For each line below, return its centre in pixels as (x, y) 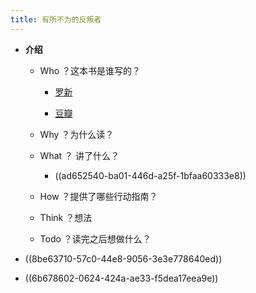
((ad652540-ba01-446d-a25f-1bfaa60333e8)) (150, 175)
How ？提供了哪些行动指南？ (98, 196)
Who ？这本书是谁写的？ (90, 70)
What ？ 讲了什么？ (79, 155)
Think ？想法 (66, 217)
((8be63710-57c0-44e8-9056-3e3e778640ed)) (123, 258)
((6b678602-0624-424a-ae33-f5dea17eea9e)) (121, 278)
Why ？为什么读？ (77, 134)
